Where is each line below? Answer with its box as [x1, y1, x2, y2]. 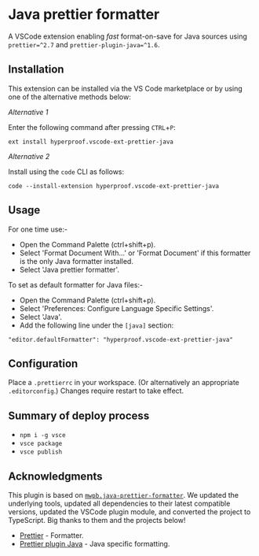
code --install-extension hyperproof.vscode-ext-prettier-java [8, 182, 220, 190]
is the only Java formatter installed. [19, 256, 133, 265]
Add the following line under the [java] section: [19, 321, 174, 330]
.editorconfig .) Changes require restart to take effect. [8, 386, 184, 395]
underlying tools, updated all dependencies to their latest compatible [8, 499, 231, 508]
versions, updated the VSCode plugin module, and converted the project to [8, 507, 251, 517]
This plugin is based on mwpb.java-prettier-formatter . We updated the [8, 491, 239, 499]
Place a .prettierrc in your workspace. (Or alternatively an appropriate [8, 378, 239, 387]
